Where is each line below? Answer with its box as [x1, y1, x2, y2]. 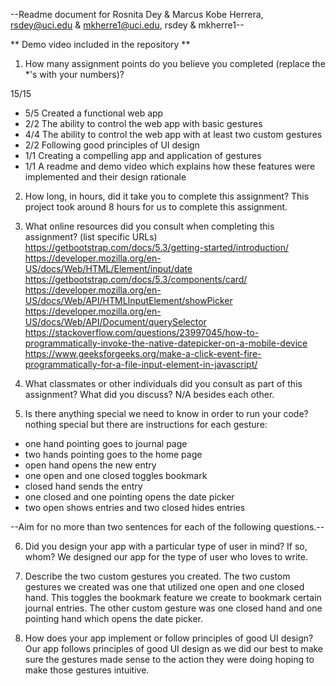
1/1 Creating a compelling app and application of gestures [24, 150, 262, 161]
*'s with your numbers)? [24, 69, 125, 80]
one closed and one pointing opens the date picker [24, 491, 235, 503]
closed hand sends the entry [24, 480, 143, 492]
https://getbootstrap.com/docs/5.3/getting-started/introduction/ [24, 242, 289, 253]
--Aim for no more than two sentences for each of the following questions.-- [10, 521, 325, 533]
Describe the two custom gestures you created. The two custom [24, 570, 291, 582]
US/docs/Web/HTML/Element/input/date [24, 263, 193, 274]
